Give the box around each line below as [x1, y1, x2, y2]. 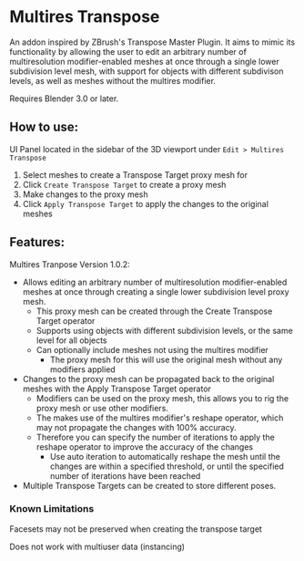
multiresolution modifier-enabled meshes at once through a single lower [9, 56, 279, 67]
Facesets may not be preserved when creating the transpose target [9, 523, 262, 535]
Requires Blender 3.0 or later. [9, 93, 119, 104]
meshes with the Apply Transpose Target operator [22, 383, 212, 394]
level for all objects [35, 335, 107, 346]
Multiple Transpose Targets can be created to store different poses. [22, 480, 277, 491]
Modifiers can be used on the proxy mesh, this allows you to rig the [35, 392, 289, 403]
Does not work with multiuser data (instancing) [9, 541, 185, 552]
